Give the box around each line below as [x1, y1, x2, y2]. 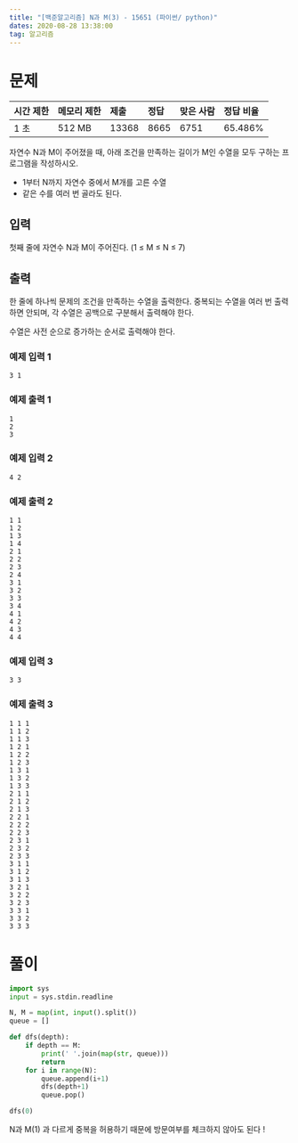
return [41, 1057, 66, 1066]
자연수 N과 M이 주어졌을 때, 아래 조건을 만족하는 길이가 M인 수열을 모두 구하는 [9, 147, 280, 158]
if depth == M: [25, 1041, 82, 1050]
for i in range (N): [25, 1065, 98, 1074]
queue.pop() [41, 1090, 86, 1100]
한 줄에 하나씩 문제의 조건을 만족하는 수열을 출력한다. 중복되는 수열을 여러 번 [9, 296, 273, 306]
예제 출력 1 [9, 394, 52, 406]
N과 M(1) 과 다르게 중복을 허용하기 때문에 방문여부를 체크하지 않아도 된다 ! [9, 1124, 265, 1135]
